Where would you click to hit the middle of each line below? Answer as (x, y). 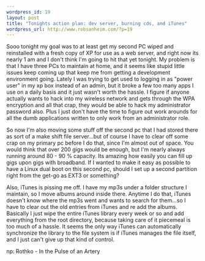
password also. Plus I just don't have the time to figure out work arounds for (102, 112)
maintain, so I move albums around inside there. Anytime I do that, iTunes (99, 194)
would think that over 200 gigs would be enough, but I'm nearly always (96, 149)
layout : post (23, 18)
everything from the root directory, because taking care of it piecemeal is (99, 220)
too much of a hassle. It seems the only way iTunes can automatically (94, 227)
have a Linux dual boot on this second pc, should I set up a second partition (102, 169)
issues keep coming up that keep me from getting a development (88, 73)
